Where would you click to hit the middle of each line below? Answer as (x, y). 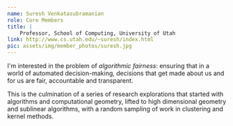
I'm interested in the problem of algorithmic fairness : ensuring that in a (109, 66)
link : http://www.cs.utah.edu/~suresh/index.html (81, 40)
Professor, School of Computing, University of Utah (98, 33)
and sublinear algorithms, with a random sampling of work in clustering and (115, 109)
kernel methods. (31, 116)
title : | (20, 26)
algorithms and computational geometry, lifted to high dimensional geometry (117, 101)
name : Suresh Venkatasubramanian (56, 14)
